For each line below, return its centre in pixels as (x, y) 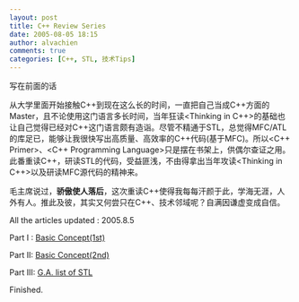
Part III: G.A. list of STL (51, 272)
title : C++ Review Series (57, 26)
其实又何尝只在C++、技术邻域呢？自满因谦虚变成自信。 (182, 202)
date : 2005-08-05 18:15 (54, 34)
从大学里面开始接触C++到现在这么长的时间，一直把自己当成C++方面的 (140, 105)
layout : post (34, 17)
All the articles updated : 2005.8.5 (72, 220)
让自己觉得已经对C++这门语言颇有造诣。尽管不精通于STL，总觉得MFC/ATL (148, 127)
